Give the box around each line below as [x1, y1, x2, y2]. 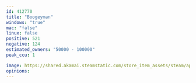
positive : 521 [6, 36, 41, 41]
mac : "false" [6, 25, 38, 31]
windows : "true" [6, 19, 45, 25]
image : [6, 63, 22, 68]
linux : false [6, 30, 38, 36]
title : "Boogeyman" [6, 14, 54, 20]
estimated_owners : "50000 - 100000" [6, 47, 95, 53]
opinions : [6, 68, 30, 74]
